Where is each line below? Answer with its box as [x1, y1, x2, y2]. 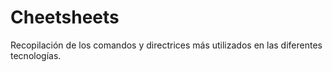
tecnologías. [10, 49, 62, 61]
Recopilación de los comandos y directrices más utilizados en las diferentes [10, 39, 323, 51]
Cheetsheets [10, 6, 120, 29]
